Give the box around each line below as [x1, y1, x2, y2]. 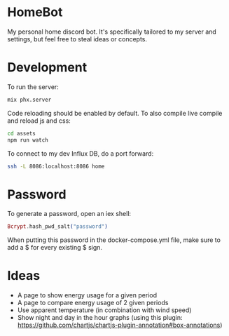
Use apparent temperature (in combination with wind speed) [17, 306, 192, 314]
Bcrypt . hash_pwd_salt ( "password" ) [7, 223, 109, 230]
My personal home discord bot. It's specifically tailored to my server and [7, 27, 217, 36]
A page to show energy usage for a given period [17, 291, 158, 300]
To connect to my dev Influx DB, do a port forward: [7, 149, 154, 158]
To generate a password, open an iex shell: [7, 210, 132, 218]
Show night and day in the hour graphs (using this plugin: [17, 314, 183, 322]
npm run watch [7, 136, 49, 144]
